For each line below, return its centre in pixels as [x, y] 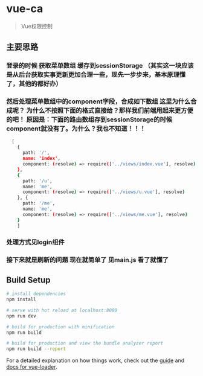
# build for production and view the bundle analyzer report [85, 343]
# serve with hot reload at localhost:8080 [62, 310]
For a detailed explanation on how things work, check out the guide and [95, 360]
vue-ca [25, 9]
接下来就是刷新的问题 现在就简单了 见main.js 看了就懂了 [88, 260]
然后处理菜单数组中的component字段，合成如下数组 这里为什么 [98, 101]
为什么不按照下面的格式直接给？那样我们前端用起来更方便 [110, 110]
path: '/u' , [37, 181]
